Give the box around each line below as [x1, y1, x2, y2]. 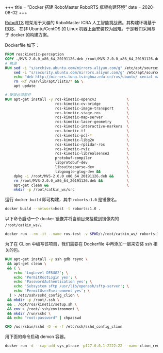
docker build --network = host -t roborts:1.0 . [5, 206, 101, 212]
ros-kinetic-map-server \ [55, 115, 130, 120]
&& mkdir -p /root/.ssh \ [7, 297, 60, 302]
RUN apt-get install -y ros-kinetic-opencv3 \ [5, 97, 130, 102]
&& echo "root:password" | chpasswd [7, 316, 81, 320]
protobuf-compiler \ [55, 156, 130, 160]
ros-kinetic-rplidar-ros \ [55, 142, 130, 147]
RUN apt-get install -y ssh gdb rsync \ [5, 257, 88, 262]
